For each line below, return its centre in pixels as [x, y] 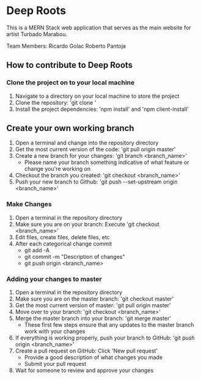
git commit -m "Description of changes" [75, 256]
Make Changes [29, 204]
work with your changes [55, 332]
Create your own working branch [70, 128]
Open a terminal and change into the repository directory [87, 143]
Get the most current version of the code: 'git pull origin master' [95, 149]
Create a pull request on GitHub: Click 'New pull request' [86, 351]
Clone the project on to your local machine [71, 83]
